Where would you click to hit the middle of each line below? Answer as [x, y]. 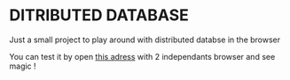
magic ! [23, 66]
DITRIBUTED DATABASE [99, 15]
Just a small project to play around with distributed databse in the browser [145, 40]
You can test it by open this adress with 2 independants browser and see [142, 56]
